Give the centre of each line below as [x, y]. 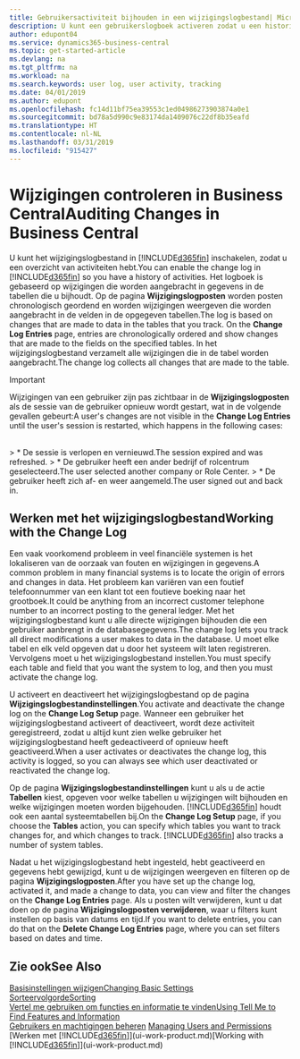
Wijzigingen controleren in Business [146, 195]
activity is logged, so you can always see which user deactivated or [133, 761]
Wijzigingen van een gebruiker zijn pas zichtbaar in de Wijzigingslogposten [150, 397]
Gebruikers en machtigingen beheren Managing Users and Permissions [141, 1026]
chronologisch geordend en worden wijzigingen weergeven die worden [140, 305]
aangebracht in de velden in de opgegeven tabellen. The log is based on [141, 315]
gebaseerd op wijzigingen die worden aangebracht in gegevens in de [137, 286]
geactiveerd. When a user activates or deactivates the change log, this [138, 751]
